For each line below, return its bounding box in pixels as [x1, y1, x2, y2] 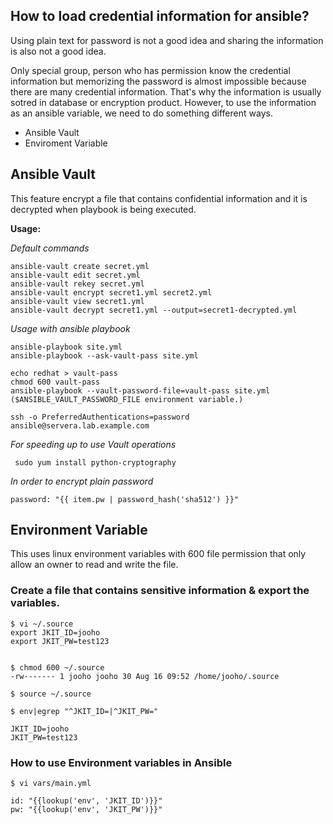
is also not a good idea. [10, 45, 107, 57]
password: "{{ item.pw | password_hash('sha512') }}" [10, 494, 240, 504]
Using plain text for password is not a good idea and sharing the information [10, 34, 324, 46]
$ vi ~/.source [10, 619, 74, 629]
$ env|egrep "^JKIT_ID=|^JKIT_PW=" [10, 706, 159, 716]
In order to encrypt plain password [10, 475, 154, 487]
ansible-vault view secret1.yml [10, 296, 145, 306]
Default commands [10, 242, 90, 254]
